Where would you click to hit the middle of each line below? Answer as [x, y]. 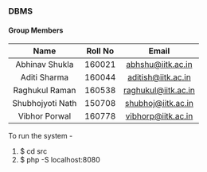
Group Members [36, 30]
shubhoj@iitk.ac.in [159, 104]
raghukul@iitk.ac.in [159, 91]
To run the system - [41, 136]
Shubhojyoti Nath [45, 104]
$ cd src [33, 151]
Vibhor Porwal [45, 116]
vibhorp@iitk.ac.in [159, 116]
